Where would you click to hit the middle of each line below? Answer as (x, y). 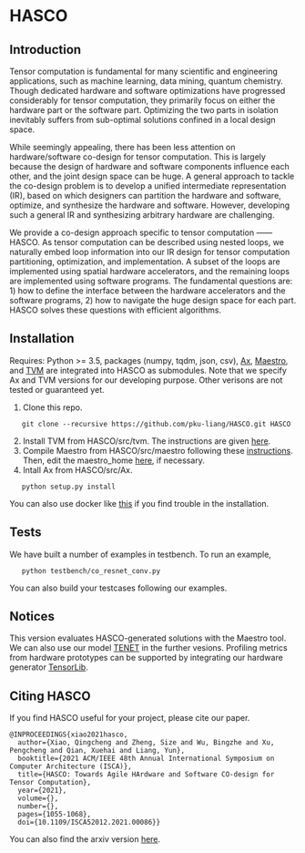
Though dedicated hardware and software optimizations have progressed (147, 91)
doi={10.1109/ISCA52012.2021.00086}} (89, 822)
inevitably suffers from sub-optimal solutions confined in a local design (142, 120)
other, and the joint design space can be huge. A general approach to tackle (152, 176)
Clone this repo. (52, 407)
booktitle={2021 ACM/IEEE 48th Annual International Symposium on (146, 759)
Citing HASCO (50, 696)
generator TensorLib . (49, 667)
